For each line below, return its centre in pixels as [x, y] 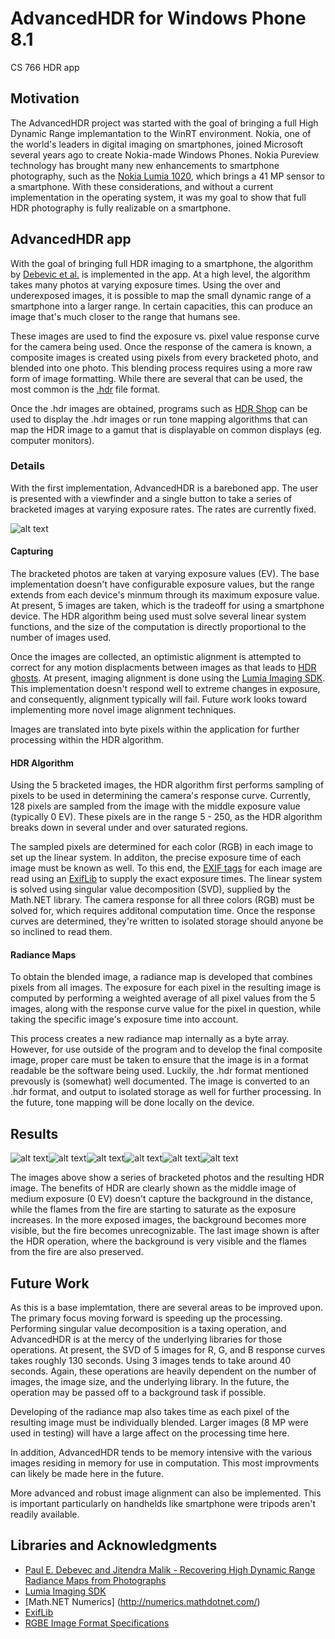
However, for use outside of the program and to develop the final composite [166, 1049]
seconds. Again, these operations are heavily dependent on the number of [163, 1371]
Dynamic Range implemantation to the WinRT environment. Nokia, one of [161, 133]
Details [28, 466]
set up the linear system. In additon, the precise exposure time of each [156, 858]
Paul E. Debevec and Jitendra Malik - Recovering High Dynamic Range [170, 1569]
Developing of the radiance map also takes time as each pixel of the [150, 1412]
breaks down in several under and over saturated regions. [129, 828]
